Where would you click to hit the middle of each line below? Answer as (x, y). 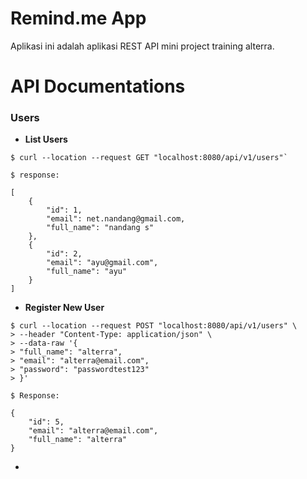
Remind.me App (78, 18)
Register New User (64, 308)
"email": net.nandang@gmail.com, (116, 219)
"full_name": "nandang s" (100, 228)
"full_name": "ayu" (87, 272)
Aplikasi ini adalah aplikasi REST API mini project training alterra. (142, 46)
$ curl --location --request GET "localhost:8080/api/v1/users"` (149, 158)
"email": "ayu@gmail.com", (102, 263)
